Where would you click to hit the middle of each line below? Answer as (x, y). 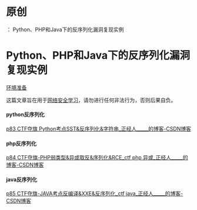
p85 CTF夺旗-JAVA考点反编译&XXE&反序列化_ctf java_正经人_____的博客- (95, 194)
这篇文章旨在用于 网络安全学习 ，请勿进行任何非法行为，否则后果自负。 (91, 100)
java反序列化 (22, 179)
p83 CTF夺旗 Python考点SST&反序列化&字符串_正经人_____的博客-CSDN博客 (98, 129)
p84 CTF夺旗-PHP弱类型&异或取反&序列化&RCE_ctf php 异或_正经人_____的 (97, 158)
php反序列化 (21, 143)
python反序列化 (26, 115)
